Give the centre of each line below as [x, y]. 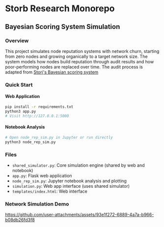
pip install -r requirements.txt [39, 107]
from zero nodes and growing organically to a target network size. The [77, 56]
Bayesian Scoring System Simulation [63, 27]
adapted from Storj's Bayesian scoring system [52, 72]
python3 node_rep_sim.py [30, 142]
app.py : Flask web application [42, 176]
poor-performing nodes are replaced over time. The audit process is [74, 67]
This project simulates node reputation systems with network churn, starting [82, 51]
